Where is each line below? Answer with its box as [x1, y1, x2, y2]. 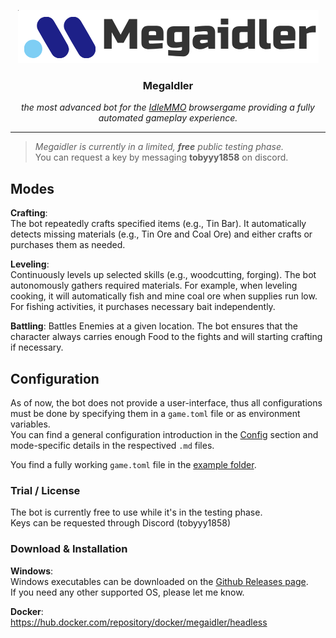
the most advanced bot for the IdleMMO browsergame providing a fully [21, 101, 315, 114]
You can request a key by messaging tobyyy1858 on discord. [34, 151, 289, 164]
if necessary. [10, 341, 64, 354]
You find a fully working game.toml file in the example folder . [10, 458, 257, 470]
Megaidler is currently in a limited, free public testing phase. [34, 141, 285, 153]
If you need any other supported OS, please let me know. [10, 586, 245, 598]
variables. [10, 418, 51, 430]
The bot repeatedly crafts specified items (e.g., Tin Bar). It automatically [10, 218, 307, 230]
